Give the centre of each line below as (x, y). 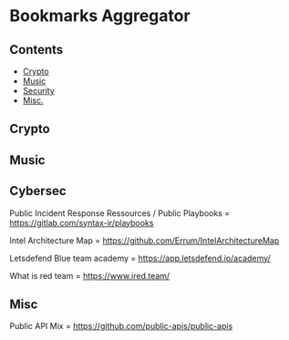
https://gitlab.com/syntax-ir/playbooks (82, 222)
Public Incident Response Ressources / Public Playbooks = (120, 213)
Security (38, 91)
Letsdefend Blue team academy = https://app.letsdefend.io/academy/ (140, 258)
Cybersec (38, 191)
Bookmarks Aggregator (100, 16)
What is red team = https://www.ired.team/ (90, 275)
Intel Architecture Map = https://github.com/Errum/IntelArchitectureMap (144, 240)
